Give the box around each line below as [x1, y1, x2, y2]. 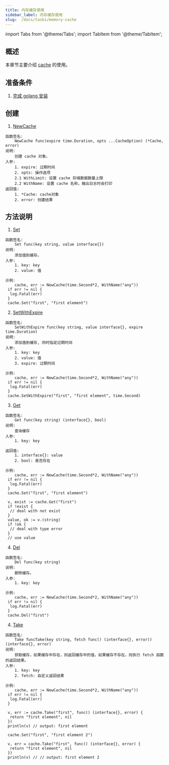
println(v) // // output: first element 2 [7, 755, 100, 760]
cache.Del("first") [7, 612, 50, 618]
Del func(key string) [14, 559, 60, 565]
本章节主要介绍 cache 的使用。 [5, 62, 71, 68]
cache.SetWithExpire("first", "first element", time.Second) [7, 393, 141, 398]
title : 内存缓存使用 [5, 7, 45, 13]
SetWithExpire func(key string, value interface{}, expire [14, 325, 143, 330]
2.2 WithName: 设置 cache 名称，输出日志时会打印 [14, 181, 113, 186]
